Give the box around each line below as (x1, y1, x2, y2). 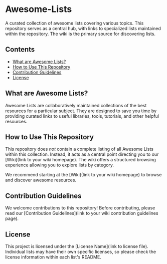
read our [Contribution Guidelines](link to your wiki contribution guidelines (5, 210, 158, 216)
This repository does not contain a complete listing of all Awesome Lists (5, 146, 154, 152)
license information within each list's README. (5, 254, 101, 260)
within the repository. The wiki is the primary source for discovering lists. (5, 31, 155, 37)
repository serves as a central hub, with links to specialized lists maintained (5, 25, 161, 31)
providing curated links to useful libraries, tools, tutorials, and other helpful (5, 113, 159, 119)
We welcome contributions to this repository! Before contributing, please (5, 205, 155, 211)
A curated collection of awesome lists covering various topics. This (5, 20, 144, 26)
